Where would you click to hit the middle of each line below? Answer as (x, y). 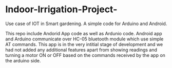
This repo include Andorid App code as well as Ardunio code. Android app (84, 33)
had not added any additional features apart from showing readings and (81, 50)
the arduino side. (23, 60)
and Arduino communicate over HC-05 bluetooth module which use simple (84, 39)
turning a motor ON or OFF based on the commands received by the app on (85, 55)
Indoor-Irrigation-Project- (61, 9)
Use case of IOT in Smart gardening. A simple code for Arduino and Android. (86, 24)
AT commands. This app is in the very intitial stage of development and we (84, 44)
